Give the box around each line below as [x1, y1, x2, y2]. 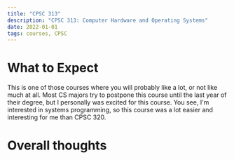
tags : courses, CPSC [7, 29, 68, 37]
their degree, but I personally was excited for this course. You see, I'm [7, 98, 209, 107]
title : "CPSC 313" [7, 10, 61, 18]
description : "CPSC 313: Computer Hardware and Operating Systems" [7, 17, 209, 24]
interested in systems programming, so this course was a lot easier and [7, 106, 214, 114]
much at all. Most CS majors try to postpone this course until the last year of [7, 91, 227, 99]
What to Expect [7, 60, 99, 76]
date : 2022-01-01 [7, 23, 58, 30]
